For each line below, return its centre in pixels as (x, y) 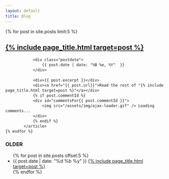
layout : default (23, 11)
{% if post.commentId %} (59, 96)
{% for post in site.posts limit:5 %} (41, 31)
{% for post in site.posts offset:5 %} (50, 155)
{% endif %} (45, 121)
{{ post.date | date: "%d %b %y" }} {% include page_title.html (78, 161)
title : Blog (18, 16)
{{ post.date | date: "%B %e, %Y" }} (83, 65)
